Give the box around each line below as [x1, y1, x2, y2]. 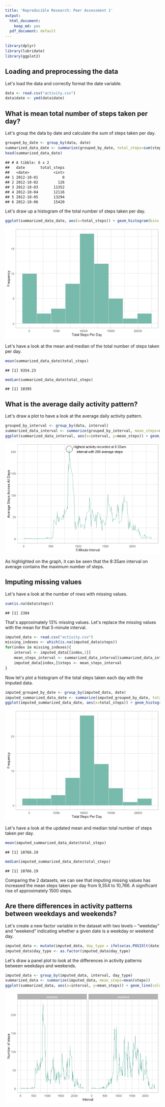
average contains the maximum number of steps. [5, 563, 105, 569]
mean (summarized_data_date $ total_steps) [5, 358, 89, 364]
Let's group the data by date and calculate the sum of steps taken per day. [5, 130, 156, 136]
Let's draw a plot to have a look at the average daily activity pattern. [5, 413, 142, 419]
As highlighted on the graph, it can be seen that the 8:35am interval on [5, 558, 148, 564]
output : [5, 13, 21, 18]
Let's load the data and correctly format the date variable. [5, 80, 122, 86]
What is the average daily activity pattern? [5, 400, 138, 408]
